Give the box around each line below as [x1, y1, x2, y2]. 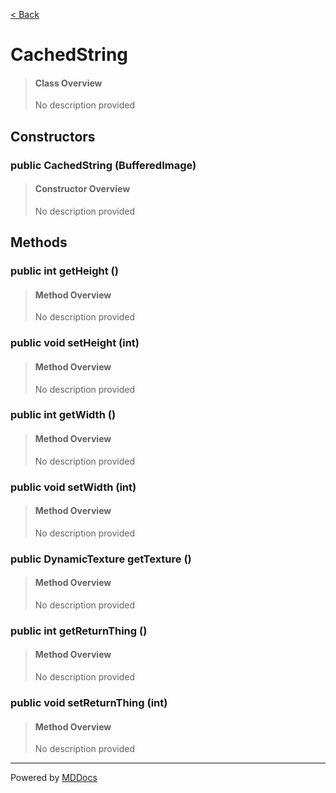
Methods [10, 234, 68, 251]
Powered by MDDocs [10, 772, 98, 784]
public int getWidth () [10, 408, 117, 422]
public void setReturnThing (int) [10, 695, 168, 709]
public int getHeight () [10, 264, 119, 278]
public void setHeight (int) [10, 336, 140, 350]
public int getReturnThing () [10, 624, 148, 638]
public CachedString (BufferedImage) [10, 158, 197, 172]
